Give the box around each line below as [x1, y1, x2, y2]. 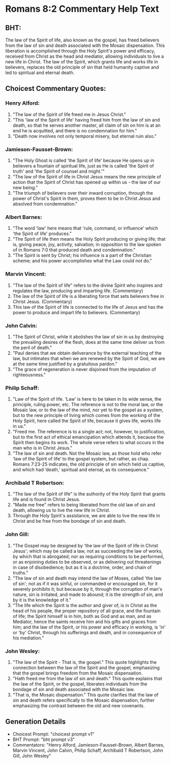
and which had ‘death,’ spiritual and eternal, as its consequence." [12, 467, 149, 473]
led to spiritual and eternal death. [5, 70, 75, 76]
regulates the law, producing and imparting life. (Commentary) [12, 287, 144, 294]
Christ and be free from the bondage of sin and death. [12, 518, 126, 524]
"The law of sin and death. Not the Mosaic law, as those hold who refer [12, 450, 162, 456]
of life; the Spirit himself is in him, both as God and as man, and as [12, 613, 152, 619]
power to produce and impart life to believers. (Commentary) [12, 309, 140, 315]
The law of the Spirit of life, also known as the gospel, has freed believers [5, 37, 159, 43]
